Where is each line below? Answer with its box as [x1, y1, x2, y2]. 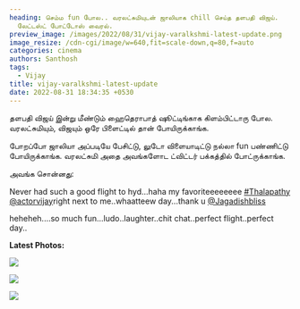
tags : [9, 63, 30, 72]
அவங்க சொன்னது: [9, 168, 74, 179]
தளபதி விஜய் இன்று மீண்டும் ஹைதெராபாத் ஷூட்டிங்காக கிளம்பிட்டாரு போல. [9, 113, 273, 123]
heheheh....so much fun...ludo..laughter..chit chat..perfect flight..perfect [9, 213, 275, 223]
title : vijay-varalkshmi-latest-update [9, 79, 159, 88]
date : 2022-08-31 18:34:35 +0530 [9, 88, 134, 96]
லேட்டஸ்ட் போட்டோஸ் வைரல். [17, 21, 114, 30]
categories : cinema [9, 46, 82, 55]
